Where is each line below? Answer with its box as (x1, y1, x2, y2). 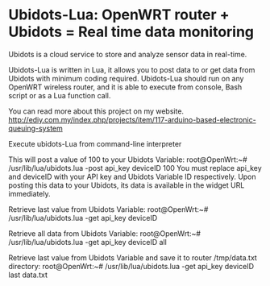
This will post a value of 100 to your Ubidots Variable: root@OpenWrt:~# (8, 155, 247, 164)
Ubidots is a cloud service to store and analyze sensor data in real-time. (8, 49, 247, 59)
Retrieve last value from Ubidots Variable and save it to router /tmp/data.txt (8, 252, 258, 263)
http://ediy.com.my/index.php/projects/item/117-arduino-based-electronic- (8, 114, 256, 124)
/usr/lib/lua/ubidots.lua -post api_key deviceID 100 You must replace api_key (8, 163, 262, 172)
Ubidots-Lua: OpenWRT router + (8, 6, 230, 24)
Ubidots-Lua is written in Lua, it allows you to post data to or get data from (8, 64, 255, 74)
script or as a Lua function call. (8, 90, 111, 100)
